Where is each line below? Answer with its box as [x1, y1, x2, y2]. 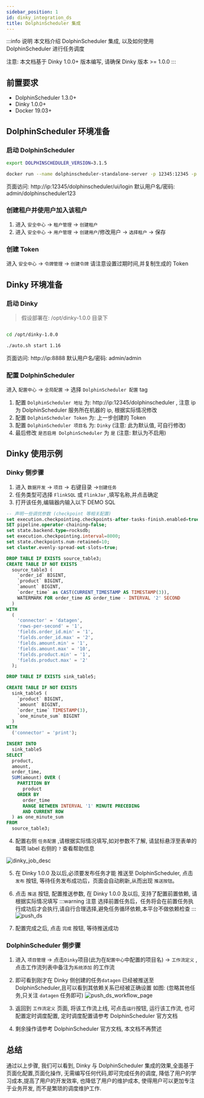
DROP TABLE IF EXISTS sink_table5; [6, 673, 97, 680]
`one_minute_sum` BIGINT [17, 713, 80, 719]
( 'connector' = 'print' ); [12, 730, 78, 736]
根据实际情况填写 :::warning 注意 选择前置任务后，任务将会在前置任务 [15, 898, 189, 905]
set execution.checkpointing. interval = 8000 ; [6, 533, 121, 539]
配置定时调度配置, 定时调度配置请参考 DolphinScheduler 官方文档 [15, 1012, 178, 1020]
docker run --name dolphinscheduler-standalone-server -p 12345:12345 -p [6, 171, 197, 177]
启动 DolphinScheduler [6, 146, 75, 154]
